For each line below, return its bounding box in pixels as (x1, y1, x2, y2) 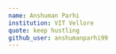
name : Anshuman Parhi (8, 11, 80, 20)
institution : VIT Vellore (8, 19, 94, 27)
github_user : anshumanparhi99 (8, 33, 109, 42)
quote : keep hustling (8, 26, 80, 34)
